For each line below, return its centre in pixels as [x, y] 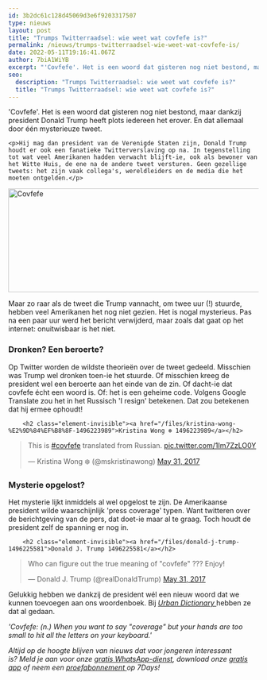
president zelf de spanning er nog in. [68, 527]
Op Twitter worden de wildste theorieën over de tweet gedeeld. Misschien [130, 367]
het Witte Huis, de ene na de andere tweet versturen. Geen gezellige [128, 164]
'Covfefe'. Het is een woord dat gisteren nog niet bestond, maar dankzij [125, 112]
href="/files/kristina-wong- [188, 423]
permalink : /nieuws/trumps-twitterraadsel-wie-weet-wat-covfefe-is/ [124, 45]
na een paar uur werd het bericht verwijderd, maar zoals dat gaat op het [126, 321]
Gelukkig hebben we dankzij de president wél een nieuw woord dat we [124, 594]
